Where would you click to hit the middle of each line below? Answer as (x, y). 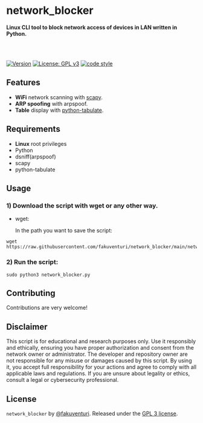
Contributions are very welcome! (47, 308)
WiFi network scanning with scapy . (59, 97)
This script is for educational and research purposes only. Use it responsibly (101, 341)
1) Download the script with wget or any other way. (82, 205)
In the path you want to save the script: (64, 231)
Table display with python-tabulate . (59, 110)
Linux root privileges (41, 143)
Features (23, 83)
